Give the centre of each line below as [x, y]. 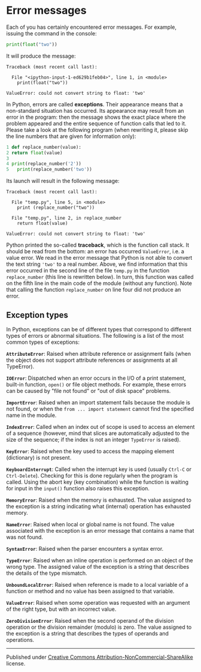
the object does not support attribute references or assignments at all [92, 360]
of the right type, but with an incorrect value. [61, 609]
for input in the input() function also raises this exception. [78, 488]
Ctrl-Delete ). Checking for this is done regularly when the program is [92, 475]
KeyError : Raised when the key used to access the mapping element [90, 451]
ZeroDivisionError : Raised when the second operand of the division [90, 621]
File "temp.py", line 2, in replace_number [66, 218]
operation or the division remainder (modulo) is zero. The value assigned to [99, 627]
